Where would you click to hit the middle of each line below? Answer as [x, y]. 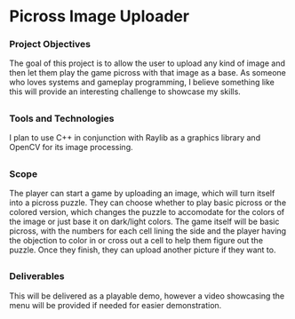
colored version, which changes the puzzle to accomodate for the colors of [147, 212]
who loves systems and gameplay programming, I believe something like [142, 83]
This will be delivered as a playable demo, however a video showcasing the [147, 296]
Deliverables [37, 276]
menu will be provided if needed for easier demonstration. [116, 305]
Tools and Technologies [62, 118]
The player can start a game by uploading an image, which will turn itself [142, 194]
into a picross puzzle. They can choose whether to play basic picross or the [148, 203]
